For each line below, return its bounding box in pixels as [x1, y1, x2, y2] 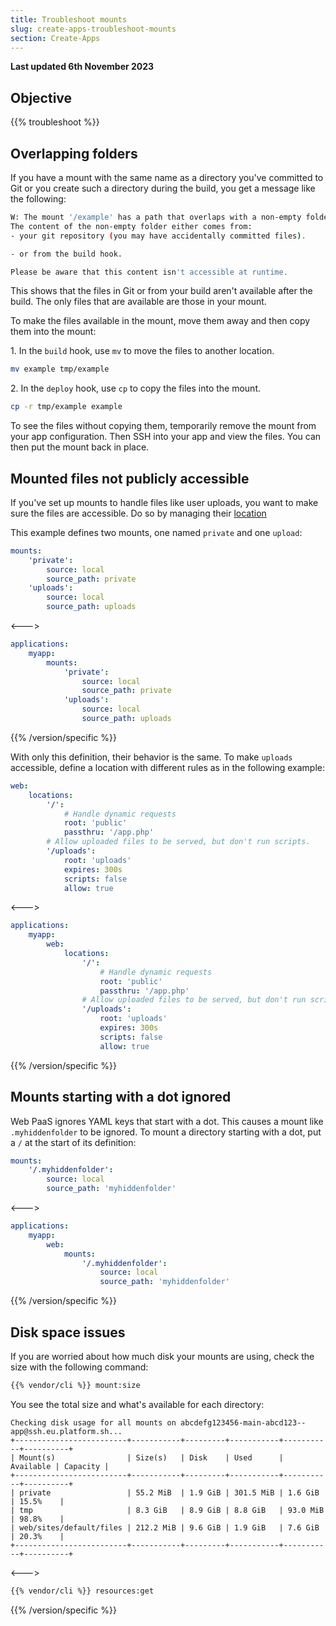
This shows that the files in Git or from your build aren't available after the [10, 285, 313, 297]
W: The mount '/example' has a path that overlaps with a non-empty [10, 212, 302, 222]
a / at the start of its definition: [10, 1136, 137, 1148]
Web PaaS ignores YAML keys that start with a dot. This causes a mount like [10, 1115, 324, 1127]
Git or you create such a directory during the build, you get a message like [10, 182, 316, 194]
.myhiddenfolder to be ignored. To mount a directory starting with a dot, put [10, 1126, 322, 1138]
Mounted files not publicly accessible [10, 470, 250, 487]
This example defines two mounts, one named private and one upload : [10, 526, 303, 538]
